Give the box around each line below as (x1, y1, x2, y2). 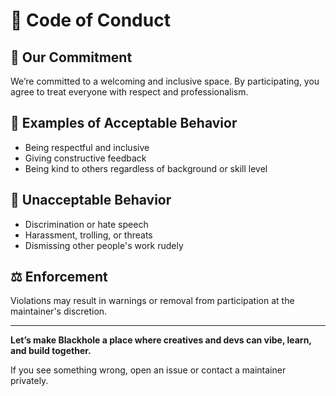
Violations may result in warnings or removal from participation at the (10, 295, 295, 307)
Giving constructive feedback (24, 152, 147, 164)
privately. (10, 375, 49, 387)
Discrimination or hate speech (24, 218, 149, 230)
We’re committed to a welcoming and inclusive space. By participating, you (10, 75, 320, 87)
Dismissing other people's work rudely (24, 239, 184, 251)
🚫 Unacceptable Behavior (10, 192, 172, 209)
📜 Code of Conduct (10, 9, 171, 32)
